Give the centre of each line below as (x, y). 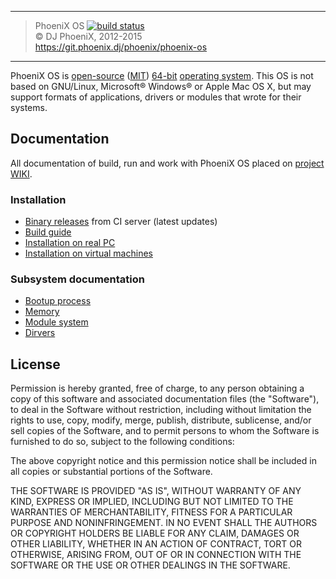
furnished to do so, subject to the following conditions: (122, 442)
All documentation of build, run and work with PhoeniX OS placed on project (167, 163)
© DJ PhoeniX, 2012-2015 (88, 36)
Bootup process (58, 301)
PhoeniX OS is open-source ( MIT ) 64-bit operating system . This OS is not (162, 75)
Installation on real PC (70, 243)
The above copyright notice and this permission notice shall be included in (163, 461)
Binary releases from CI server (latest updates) (121, 222)
